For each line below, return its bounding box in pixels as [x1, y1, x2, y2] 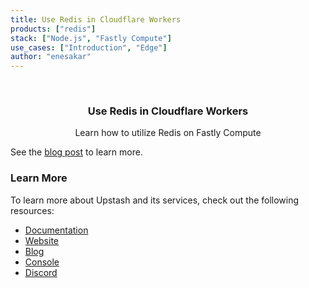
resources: [10, 204, 55, 216]
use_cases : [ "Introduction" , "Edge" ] [10, 42, 168, 53]
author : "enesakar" [10, 52, 92, 62]
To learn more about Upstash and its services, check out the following [10, 194, 300, 206]
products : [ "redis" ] [10, 24, 97, 34]
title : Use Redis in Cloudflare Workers [10, 14, 182, 25]
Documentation [24, 224, 89, 236]
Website [24, 234, 60, 246]
